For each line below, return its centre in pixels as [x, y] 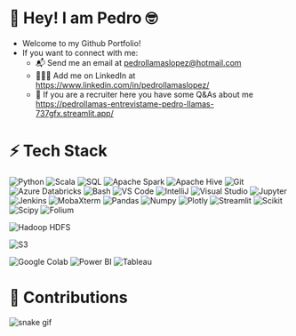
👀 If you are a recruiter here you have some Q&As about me [144, 94]
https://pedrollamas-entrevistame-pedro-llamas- [125, 104]
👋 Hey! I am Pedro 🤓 [84, 18]
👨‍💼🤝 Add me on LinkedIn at [85, 76]
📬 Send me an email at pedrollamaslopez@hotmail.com [138, 62]
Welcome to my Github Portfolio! [81, 43]
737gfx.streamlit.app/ [74, 113]
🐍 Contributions [68, 298]
